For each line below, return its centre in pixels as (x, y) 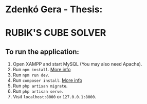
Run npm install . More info (42, 70)
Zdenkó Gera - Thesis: (54, 9)
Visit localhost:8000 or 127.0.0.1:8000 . (54, 97)
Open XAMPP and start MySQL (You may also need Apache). (77, 64)
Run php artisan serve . (38, 91)
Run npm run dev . (31, 75)
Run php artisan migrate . (40, 86)
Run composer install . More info (47, 80)
